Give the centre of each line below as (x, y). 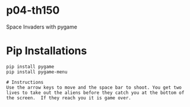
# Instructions (25, 82)
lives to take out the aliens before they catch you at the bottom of (95, 93)
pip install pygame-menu (37, 72)
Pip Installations (47, 51)
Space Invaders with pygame (42, 27)
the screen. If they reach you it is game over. (69, 98)
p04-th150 (33, 10)
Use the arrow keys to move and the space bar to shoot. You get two (94, 87)
